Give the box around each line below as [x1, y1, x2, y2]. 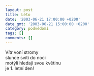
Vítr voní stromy [5, 49, 39, 55]
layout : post [5, 7, 33, 13]
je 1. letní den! [5, 65, 34, 71]
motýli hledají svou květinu [5, 60, 61, 66]
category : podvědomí [5, 26, 49, 31]
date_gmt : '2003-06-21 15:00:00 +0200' [5, 21, 90, 27]
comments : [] [5, 36, 33, 41]
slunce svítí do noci [5, 54, 46, 60]
